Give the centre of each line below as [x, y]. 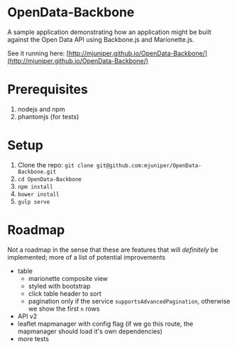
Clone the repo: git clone [55, 165]
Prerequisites [48, 90]
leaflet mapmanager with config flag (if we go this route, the [105, 323]
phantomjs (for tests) [48, 116]
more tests [33, 338]
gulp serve [34, 202]
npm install [35, 187]
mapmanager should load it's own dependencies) [90, 331]
